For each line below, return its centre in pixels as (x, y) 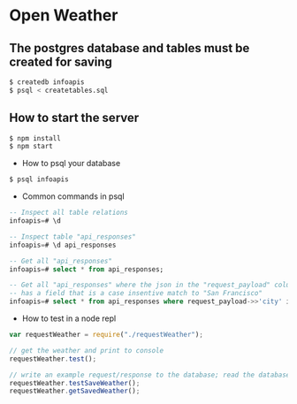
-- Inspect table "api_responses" (73, 236)
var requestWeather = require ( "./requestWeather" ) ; (106, 335)
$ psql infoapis (39, 179)
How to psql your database (71, 164)
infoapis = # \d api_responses (63, 245)
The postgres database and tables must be (129, 48)
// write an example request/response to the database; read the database (150, 375)
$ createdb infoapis (47, 82)
